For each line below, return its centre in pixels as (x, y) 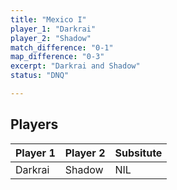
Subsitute (138, 153)
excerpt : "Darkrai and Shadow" (75, 66)
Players (34, 124)
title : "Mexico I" (48, 19)
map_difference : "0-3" (57, 57)
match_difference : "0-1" (62, 47)
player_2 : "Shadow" (51, 38)
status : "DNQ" (40, 76)
